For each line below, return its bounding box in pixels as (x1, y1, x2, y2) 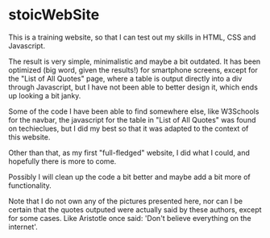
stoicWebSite (8, 6, 100, 24)
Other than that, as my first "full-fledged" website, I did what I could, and (8, 148, 250, 157)
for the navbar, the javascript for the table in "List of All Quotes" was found (8, 115, 256, 124)
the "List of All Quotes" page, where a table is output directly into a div (8, 73, 243, 83)
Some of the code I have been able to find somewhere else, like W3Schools (8, 106, 260, 116)
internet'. (8, 222, 38, 232)
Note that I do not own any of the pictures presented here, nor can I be (8, 196, 243, 206)
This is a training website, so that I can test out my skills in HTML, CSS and (8, 32, 256, 42)
